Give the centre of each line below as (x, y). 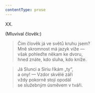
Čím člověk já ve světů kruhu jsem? (54, 43)
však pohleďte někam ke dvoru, (50, 54)
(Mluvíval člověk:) (23, 33)
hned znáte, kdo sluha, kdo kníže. (52, 59)
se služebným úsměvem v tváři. (50, 85)
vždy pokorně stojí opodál (44, 79)
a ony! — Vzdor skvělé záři (45, 74)
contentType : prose (25, 10)
